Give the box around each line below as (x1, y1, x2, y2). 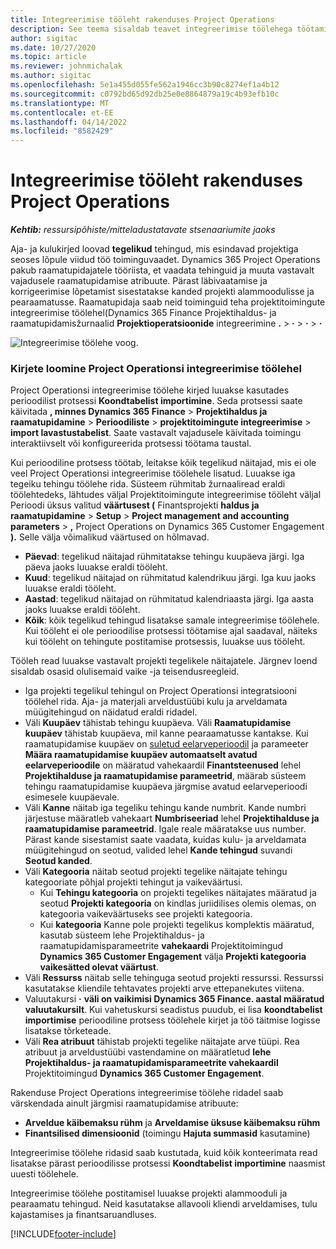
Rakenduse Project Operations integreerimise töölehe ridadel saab (10, 1087, 284, 1099)
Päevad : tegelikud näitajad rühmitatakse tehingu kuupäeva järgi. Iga (24, 551, 305, 563)
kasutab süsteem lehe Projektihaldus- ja (39, 929, 205, 941)
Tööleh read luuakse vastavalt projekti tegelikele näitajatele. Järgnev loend (10, 655, 318, 667)
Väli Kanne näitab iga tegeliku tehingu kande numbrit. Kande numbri (24, 802, 307, 814)
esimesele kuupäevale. (24, 791, 120, 803)
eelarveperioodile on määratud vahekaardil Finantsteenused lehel (24, 759, 302, 771)
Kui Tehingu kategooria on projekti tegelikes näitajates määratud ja (39, 887, 317, 899)
